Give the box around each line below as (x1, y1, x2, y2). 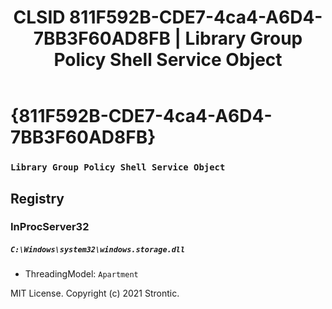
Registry (10, 190, 65, 207)
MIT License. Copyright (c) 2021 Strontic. (10, 287, 180, 300)
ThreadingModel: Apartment (24, 268, 139, 280)
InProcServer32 (10, 220, 90, 234)
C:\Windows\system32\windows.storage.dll (10, 245, 186, 255)
